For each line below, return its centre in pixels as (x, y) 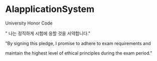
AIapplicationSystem (50, 9)
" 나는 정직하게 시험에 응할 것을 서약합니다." (48, 33)
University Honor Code (29, 23)
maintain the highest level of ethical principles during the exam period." (79, 53)
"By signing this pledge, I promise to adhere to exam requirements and (78, 43)
